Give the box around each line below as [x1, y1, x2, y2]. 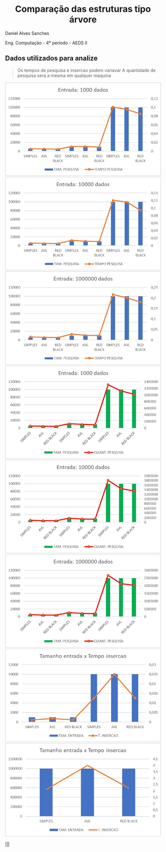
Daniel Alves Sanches [5, 30, 49, 36]
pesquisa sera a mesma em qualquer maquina [17, 73, 111, 78]
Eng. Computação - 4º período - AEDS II [5, 39, 87, 45]
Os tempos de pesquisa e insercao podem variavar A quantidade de [17, 67, 156, 73]
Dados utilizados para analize [5, 54, 98, 63]
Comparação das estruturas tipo [15, 3, 151, 15]
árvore [69, 14, 97, 25]
